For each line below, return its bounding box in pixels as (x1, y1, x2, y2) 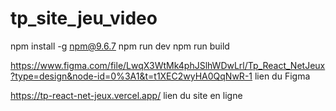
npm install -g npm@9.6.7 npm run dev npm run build (10, 40, 230, 52)
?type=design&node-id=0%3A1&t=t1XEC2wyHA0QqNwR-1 (10, 70, 253, 82)
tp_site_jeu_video (10, 7, 158, 30)
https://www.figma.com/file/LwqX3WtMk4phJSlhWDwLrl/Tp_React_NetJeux (10, 59, 326, 71)
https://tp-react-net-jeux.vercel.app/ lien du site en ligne (10, 89, 243, 101)
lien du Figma (254, 70, 311, 82)
